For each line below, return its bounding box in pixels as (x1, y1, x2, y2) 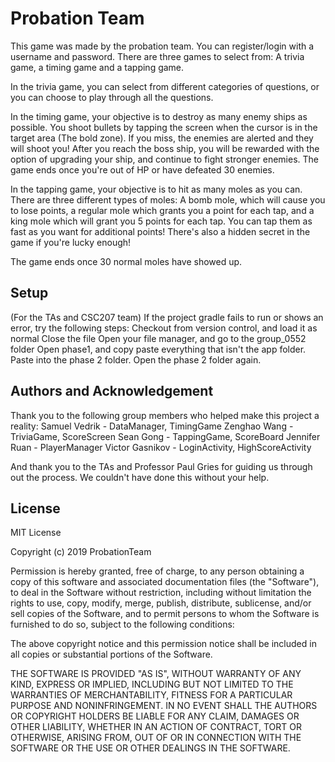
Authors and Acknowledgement (10, 383, 214, 400)
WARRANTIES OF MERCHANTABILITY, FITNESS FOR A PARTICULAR (10, 689, 293, 701)
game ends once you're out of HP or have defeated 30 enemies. (10, 163, 275, 176)
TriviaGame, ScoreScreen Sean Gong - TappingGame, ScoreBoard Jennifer (10, 430, 321, 442)
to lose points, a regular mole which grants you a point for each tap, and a (10, 204, 315, 216)
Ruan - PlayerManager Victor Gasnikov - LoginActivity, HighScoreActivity (10, 441, 312, 453)
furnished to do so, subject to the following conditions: (10, 618, 235, 631)
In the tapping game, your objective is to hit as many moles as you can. (10, 183, 303, 195)
